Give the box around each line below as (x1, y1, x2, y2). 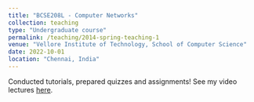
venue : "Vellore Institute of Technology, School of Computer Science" (8, 41, 247, 49)
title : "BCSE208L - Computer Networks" (8, 11, 139, 20)
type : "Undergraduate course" (8, 26, 107, 34)
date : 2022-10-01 (8, 48, 65, 56)
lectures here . (8, 85, 53, 94)
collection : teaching (8, 19, 79, 27)
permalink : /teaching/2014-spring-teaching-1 (8, 33, 159, 42)
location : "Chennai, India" (8, 56, 100, 64)
